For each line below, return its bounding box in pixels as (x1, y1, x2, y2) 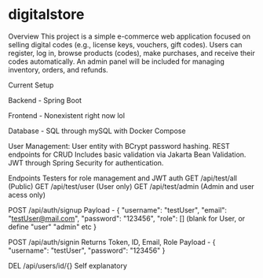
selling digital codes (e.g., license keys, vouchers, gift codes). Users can (8, 39, 243, 49)
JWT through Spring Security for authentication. (8, 158, 164, 167)
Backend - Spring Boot (8, 95, 82, 105)
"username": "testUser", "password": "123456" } (8, 246, 166, 255)
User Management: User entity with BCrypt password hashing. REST (8, 141, 230, 150)
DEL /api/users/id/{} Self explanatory (8, 261, 127, 270)
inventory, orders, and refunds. (8, 65, 108, 74)
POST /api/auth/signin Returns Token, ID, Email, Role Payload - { (8, 237, 216, 246)
